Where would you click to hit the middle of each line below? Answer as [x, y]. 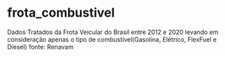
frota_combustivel [61, 13]
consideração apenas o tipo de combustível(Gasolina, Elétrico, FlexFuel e [112, 39]
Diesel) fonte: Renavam [41, 47]
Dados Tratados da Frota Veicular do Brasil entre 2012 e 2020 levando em [113, 32]
